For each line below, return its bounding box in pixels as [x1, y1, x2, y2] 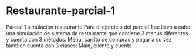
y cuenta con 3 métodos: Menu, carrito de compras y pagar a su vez [6, 36, 172, 43]
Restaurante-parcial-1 [6, 4, 116, 18]
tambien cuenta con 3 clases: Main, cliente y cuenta [6, 42, 132, 49]
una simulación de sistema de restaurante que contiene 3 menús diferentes [6, 29, 188, 36]
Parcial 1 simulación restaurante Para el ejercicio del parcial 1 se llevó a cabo [6, 23, 191, 30]
